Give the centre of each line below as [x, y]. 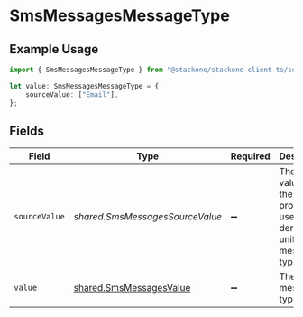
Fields [27, 131]
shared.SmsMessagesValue [132, 288]
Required [250, 156]
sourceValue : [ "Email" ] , [72, 94]
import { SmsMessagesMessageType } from [87, 70]
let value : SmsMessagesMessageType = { [84, 86]
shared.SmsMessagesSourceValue [148, 217]
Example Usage [54, 49]
